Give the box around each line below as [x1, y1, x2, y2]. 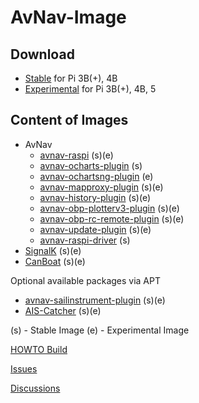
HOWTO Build [10, 343, 68, 355]
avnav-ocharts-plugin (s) [39, 159, 143, 171]
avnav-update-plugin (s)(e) [39, 223, 152, 235]
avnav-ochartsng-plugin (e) [39, 170, 154, 182]
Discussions [10, 382, 61, 394]
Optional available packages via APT [10, 274, 162, 286]
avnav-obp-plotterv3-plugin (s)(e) [39, 202, 180, 214]
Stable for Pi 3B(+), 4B [24, 72, 118, 84]
